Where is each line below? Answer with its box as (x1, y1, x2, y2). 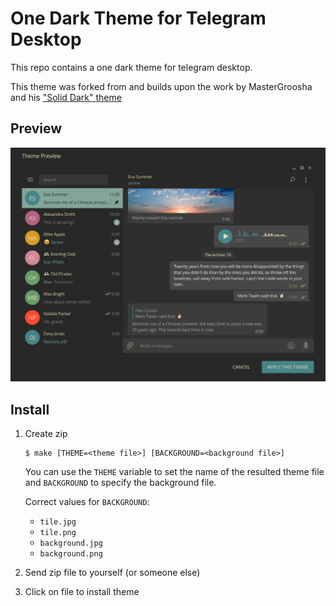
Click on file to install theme (24, 586, 140, 598)
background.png (39, 549, 103, 559)
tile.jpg (39, 517, 77, 527)
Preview (10, 120, 63, 137)
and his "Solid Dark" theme (10, 91, 122, 103)
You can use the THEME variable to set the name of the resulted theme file (24, 466, 325, 478)
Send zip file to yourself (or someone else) (24, 567, 201, 579)
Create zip (24, 428, 68, 440)
